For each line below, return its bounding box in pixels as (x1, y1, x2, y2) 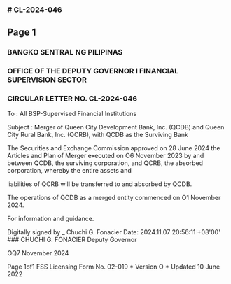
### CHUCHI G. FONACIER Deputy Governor (7, 236, 137, 244)
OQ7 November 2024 (7, 249, 69, 257)
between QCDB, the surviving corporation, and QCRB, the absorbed (7, 159, 204, 167)
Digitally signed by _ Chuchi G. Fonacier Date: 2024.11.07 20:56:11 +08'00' (7, 228, 220, 236)
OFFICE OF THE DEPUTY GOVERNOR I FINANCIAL (7, 66, 179, 76)
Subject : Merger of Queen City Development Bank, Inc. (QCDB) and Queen (7, 123, 225, 132)
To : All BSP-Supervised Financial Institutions (7, 110, 137, 118)
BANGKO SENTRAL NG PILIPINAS (7, 48, 123, 57)
